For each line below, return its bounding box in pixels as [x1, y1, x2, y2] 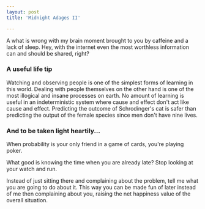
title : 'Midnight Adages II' [6, 15, 81, 21]
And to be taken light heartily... [6, 127, 101, 135]
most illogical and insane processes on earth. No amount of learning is [6, 92, 185, 99]
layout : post [6, 9, 40, 15]
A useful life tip [6, 65, 53, 73]
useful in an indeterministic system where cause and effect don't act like [6, 98, 190, 106]
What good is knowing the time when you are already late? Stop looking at [6, 159, 194, 166]
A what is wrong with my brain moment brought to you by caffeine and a [6, 37, 188, 44]
